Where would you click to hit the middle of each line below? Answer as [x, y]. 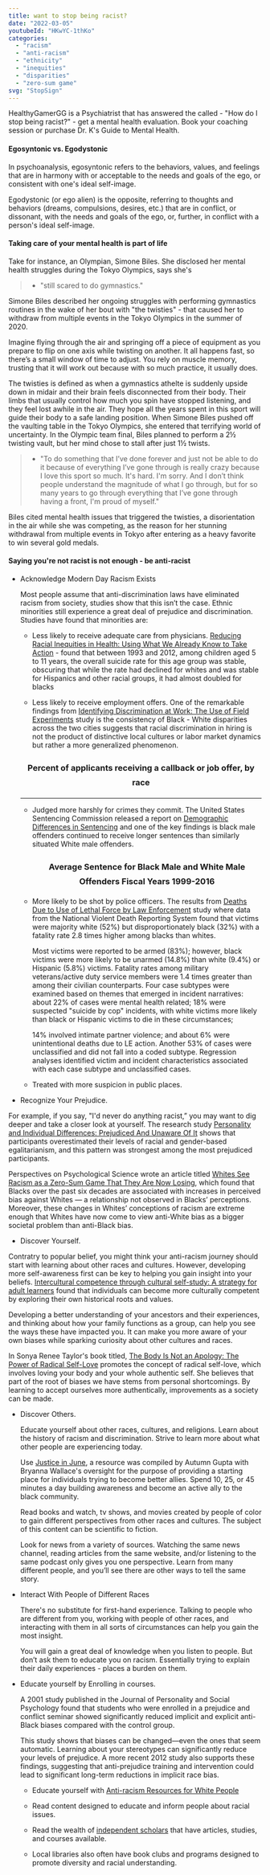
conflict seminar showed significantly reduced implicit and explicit [129, 1716]
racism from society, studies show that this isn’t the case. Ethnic [126, 603]
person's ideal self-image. [51, 225]
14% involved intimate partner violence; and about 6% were [131, 1034]
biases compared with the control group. [107, 1725]
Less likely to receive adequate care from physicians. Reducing [137, 635]
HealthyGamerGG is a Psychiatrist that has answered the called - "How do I [133, 113]
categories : [28, 38]
